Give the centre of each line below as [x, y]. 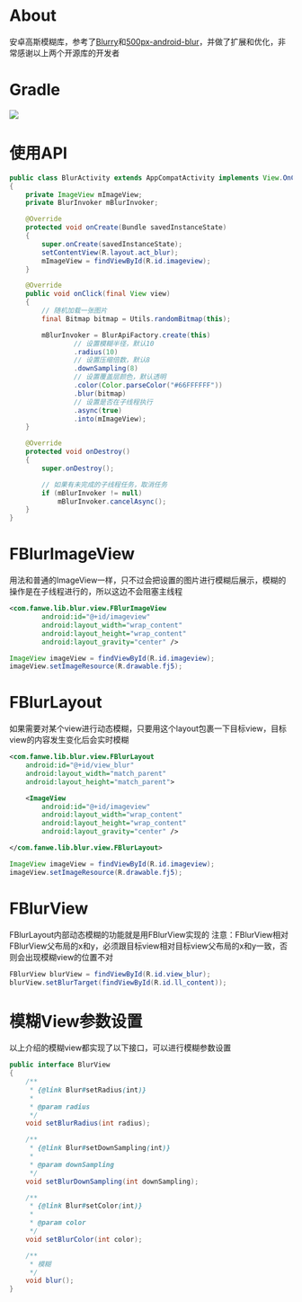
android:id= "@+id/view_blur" [80, 765]
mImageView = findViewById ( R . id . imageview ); [126, 261]
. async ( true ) [98, 410]
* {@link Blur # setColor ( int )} [86, 1206]
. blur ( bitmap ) [100, 393]
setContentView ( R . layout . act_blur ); [110, 253]
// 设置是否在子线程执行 [113, 402]
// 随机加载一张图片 [75, 311]
